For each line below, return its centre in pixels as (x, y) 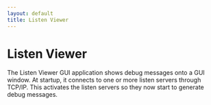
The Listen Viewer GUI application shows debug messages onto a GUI (106, 73)
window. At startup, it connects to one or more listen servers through (104, 80)
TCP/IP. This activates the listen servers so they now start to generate (105, 87)
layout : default (30, 13)
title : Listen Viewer (38, 20)
